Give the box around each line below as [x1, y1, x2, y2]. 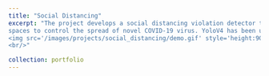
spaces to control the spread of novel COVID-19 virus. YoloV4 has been [8, 26, 256, 34]
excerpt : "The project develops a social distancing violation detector [8, 19, 256, 27]
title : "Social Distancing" [8, 11, 102, 20]
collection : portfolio [8, 56, 84, 64]
